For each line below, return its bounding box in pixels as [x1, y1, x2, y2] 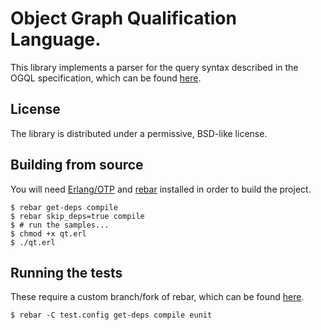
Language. [10, 28, 102, 51]
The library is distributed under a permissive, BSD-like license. [10, 127, 268, 139]
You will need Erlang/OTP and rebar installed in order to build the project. [10, 183, 312, 195]
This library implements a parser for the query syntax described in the [10, 61, 299, 73]
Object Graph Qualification [10, 7, 237, 30]
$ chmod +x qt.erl [10, 228, 87, 239]
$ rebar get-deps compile [10, 202, 118, 212]
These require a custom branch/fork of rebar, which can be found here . [10, 291, 305, 303]
